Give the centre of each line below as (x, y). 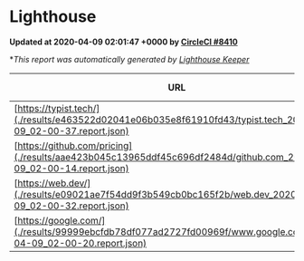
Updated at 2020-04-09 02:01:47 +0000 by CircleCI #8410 (123, 42)
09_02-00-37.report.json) (71, 130)
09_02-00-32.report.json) (71, 206)
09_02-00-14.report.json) (71, 168)
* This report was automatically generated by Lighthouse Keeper (129, 59)
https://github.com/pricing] (75, 145)
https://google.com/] (62, 220)
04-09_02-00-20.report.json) (81, 243)
